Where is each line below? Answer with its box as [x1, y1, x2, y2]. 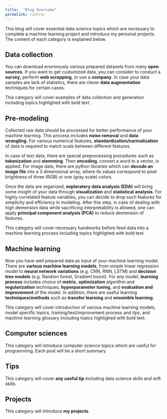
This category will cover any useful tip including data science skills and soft [5, 375, 161, 381]
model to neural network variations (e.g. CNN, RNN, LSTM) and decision [5, 268, 157, 274]
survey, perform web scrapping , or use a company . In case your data [5, 74, 150, 80]
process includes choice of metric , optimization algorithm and [5, 279, 135, 285]
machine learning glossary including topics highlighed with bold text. [5, 315, 146, 321]
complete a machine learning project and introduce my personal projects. [5, 31, 156, 37]
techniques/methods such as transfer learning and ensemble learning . [5, 294, 154, 301]
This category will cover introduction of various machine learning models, [5, 304, 156, 310]
